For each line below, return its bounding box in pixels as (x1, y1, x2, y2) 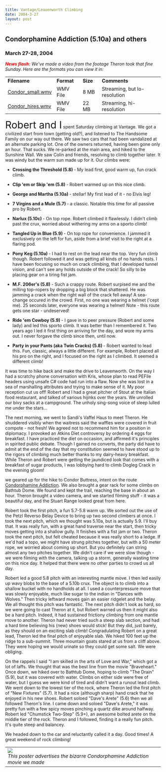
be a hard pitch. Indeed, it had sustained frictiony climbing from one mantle (5, 612, 158, 618)
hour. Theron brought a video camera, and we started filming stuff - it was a (5, 493, 160, 499)
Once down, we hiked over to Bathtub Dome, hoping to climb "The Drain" (5, 669, 154, 675)
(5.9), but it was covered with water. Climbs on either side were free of (5, 674, 149, 680)
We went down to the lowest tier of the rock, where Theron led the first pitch (5, 685, 161, 691)
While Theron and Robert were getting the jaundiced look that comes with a (5, 457, 159, 463)
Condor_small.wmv (7, 89, 52, 96)
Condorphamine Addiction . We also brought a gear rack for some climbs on (5, 482, 159, 488)
